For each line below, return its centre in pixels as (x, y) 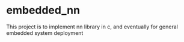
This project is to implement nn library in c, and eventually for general (92, 27)
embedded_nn (43, 10)
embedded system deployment (45, 33)
